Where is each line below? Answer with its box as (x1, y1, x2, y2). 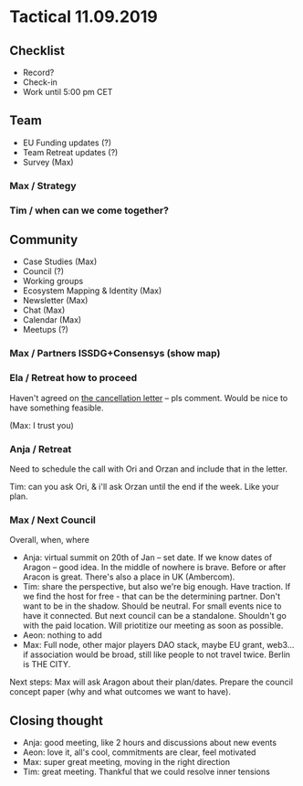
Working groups (22, 276, 84, 287)
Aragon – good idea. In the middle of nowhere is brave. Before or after (22, 562, 287, 573)
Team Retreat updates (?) (22, 146, 119, 157)
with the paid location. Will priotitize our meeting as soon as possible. (22, 620, 284, 632)
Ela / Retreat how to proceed (9, 372, 138, 385)
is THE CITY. (22, 659, 71, 670)
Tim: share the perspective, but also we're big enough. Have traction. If (22, 581, 291, 592)
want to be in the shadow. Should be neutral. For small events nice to (22, 600, 282, 611)
